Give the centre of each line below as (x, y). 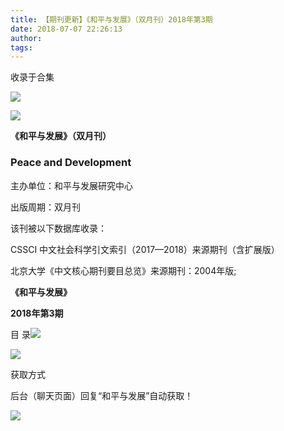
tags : (21, 47)
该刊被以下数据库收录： (58, 228)
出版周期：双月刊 (45, 207)
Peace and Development (71, 163)
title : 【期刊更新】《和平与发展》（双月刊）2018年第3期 (111, 19)
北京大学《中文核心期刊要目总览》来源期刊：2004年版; (123, 270)
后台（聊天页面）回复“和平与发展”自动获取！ (102, 395)
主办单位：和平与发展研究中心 (71, 185)
